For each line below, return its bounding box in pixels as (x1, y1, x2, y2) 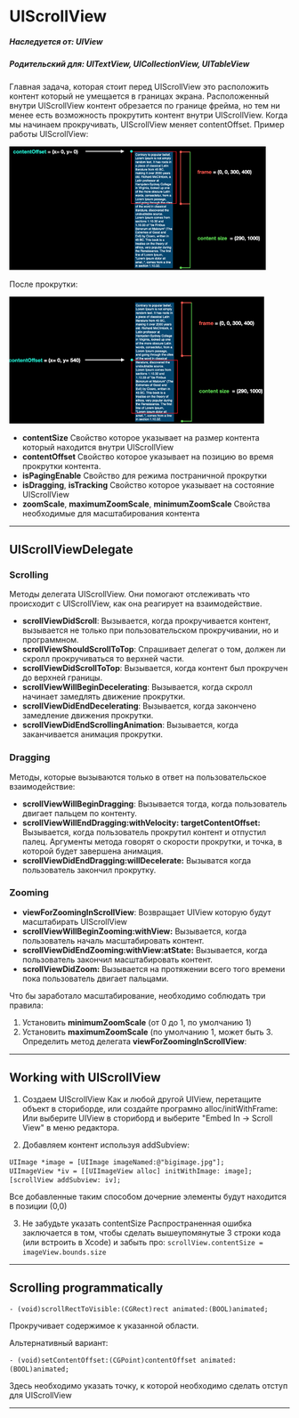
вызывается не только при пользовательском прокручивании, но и (21, 625, 279, 636)
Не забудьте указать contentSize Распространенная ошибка (21, 1218, 252, 1228)
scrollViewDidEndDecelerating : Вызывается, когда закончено (21, 701, 256, 711)
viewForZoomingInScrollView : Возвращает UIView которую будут (21, 906, 271, 918)
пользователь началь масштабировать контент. (21, 935, 205, 945)
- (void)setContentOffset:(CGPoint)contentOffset (9, 1356, 198, 1365)
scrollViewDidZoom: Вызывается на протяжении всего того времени (21, 963, 286, 974)
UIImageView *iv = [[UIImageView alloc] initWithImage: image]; (9, 1166, 253, 1176)
